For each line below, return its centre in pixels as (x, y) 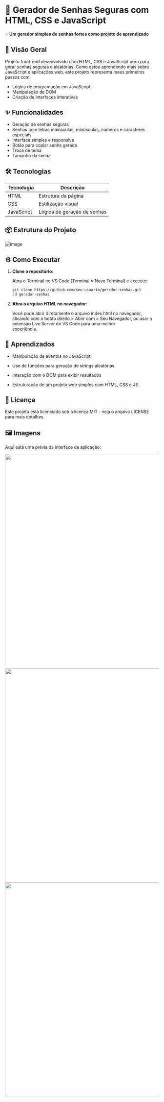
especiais (22, 135)
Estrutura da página (61, 196)
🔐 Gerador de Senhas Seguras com (77, 10)
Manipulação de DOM (34, 92)
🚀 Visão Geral (26, 50)
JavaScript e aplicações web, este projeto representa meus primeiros (75, 72)
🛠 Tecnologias (28, 171)
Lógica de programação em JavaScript (51, 86)
